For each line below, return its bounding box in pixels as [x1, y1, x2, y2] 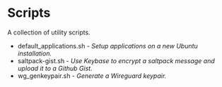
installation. [17, 49, 52, 58]
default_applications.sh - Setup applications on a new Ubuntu [17, 41, 198, 50]
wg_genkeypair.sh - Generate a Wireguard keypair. [17, 72, 167, 80]
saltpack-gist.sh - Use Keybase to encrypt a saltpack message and [17, 56, 215, 65]
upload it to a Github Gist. [17, 64, 93, 72]
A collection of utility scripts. [7, 28, 90, 36]
